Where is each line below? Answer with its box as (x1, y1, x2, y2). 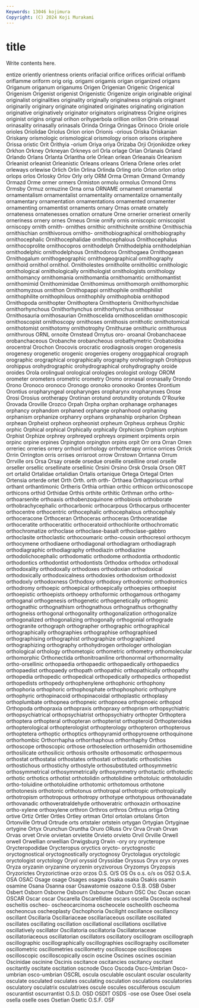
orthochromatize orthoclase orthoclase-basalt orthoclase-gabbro (6, 527, 166, 534)
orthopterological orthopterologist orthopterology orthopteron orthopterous (6, 724, 191, 731)
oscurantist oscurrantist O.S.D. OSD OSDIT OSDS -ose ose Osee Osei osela (6, 990, 191, 997)
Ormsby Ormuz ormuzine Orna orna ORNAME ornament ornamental (6, 185, 173, 193)
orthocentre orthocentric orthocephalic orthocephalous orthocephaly (6, 508, 176, 516)
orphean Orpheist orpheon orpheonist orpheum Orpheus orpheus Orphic (6, 420, 185, 427)
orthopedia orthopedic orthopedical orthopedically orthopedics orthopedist (6, 673, 191, 681)
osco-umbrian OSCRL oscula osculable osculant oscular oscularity (27, 971, 191, 978)
